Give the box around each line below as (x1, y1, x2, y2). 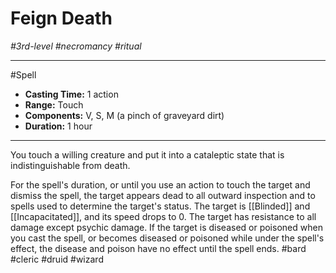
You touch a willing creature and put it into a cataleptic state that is (10, 148, 285, 161)
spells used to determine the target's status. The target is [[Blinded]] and (10, 200, 311, 212)
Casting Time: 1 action (24, 88, 119, 100)
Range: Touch (24, 98, 84, 111)
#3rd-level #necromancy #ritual (10, 40, 142, 52)
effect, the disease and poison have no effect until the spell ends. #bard (10, 242, 307, 254)
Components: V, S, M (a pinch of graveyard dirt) (24, 109, 225, 121)
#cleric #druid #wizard (10, 253, 104, 265)
